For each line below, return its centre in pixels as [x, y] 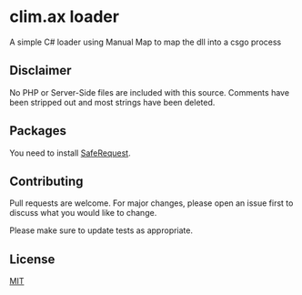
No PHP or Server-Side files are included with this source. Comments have [149, 92]
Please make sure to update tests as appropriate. [101, 230]
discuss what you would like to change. [83, 213]
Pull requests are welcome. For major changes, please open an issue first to [151, 203]
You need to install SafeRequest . [70, 153]
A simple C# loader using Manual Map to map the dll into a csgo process [146, 42]
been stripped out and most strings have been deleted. [112, 102]
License [32, 259]
